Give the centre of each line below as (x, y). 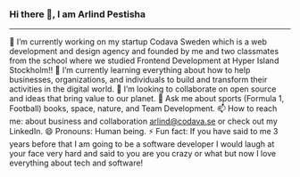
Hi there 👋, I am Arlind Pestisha (77, 14)
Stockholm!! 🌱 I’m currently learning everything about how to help (130, 70)
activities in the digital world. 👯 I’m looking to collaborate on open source (143, 89)
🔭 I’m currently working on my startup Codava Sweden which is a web (138, 42)
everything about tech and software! (76, 163)
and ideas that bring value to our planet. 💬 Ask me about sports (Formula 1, (146, 99)
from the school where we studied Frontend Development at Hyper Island (144, 60)
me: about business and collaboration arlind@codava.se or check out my (144, 121)
